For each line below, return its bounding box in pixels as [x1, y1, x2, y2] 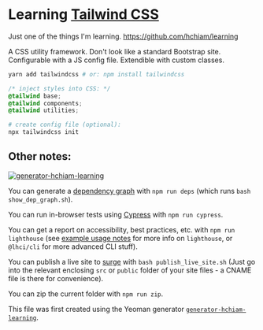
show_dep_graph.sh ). [8, 195, 73, 204]
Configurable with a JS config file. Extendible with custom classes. [8, 55, 224, 65]
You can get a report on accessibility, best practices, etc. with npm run [8, 224, 235, 234]
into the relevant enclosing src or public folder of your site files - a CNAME [8, 265, 252, 275]
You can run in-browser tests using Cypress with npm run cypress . [8, 209, 224, 219]
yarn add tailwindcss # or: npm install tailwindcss [8, 70, 185, 78]
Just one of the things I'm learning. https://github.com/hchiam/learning [8, 32, 239, 41]
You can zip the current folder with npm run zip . [8, 289, 164, 298]
